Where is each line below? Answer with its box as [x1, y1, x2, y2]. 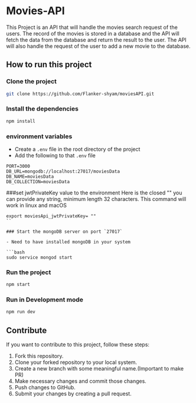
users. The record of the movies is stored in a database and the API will [6, 30, 180, 37]
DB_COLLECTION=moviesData [6, 178, 70, 184]
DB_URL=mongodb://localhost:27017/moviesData [6, 168, 120, 174]
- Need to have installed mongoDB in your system [6, 239, 131, 245]
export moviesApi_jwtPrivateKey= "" [6, 213, 96, 219]
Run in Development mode [6, 295, 84, 304]
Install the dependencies [6, 105, 79, 113]
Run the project [6, 268, 51, 276]
